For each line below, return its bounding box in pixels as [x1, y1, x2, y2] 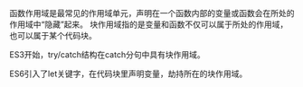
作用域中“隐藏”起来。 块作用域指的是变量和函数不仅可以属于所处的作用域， [9, 19, 289, 30]
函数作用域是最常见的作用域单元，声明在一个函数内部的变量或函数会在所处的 [9, 8, 295, 18]
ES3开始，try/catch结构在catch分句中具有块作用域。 [9, 49, 205, 60]
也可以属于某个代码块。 [9, 30, 97, 40]
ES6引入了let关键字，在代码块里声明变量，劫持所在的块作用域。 [9, 68, 248, 79]
